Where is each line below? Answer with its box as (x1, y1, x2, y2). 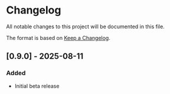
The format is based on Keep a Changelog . (6, 34, 110, 41)
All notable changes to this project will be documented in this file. (6, 23, 165, 30)
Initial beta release (14, 82, 60, 89)
